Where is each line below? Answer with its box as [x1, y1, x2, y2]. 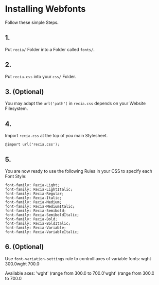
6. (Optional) [5, 243, 44, 251]
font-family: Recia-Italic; [5, 196, 62, 200]
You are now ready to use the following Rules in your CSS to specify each [5, 168, 152, 174]
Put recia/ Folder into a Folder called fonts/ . [5, 46, 95, 52]
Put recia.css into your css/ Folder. [5, 73, 76, 79]
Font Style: [5, 174, 27, 179]
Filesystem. [5, 106, 28, 111]
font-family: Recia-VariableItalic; [5, 230, 79, 234]
